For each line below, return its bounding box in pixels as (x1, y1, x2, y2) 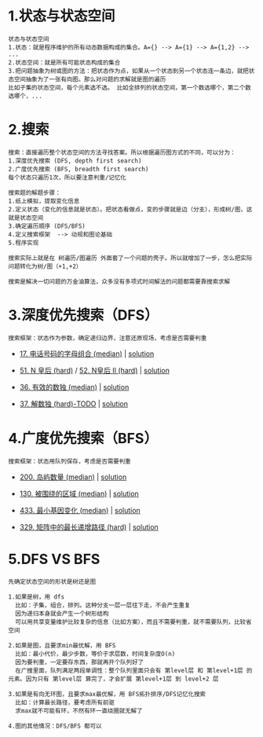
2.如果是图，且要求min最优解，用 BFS (8, 641, 116, 649)
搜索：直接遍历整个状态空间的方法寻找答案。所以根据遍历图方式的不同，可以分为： (8, 148, 236, 156)
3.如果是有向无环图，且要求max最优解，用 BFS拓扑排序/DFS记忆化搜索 (8, 690, 206, 698)
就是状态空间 (8, 214, 44, 222)
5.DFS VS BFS (8, 550, 100, 568)
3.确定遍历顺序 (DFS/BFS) (8, 222, 86, 230)
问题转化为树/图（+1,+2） (8, 262, 82, 270)
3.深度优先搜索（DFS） (8, 306, 159, 324)
